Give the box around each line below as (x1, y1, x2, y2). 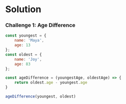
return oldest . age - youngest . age (14, 80, 87, 85)
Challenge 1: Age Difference (5, 22, 76, 29)
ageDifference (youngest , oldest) (5, 94, 76, 99)
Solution (5, 4, 42, 15)
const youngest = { (5, 33, 47, 39)
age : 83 (14, 61, 30, 66)
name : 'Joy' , (14, 57, 42, 62)
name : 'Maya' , (14, 38, 44, 43)
